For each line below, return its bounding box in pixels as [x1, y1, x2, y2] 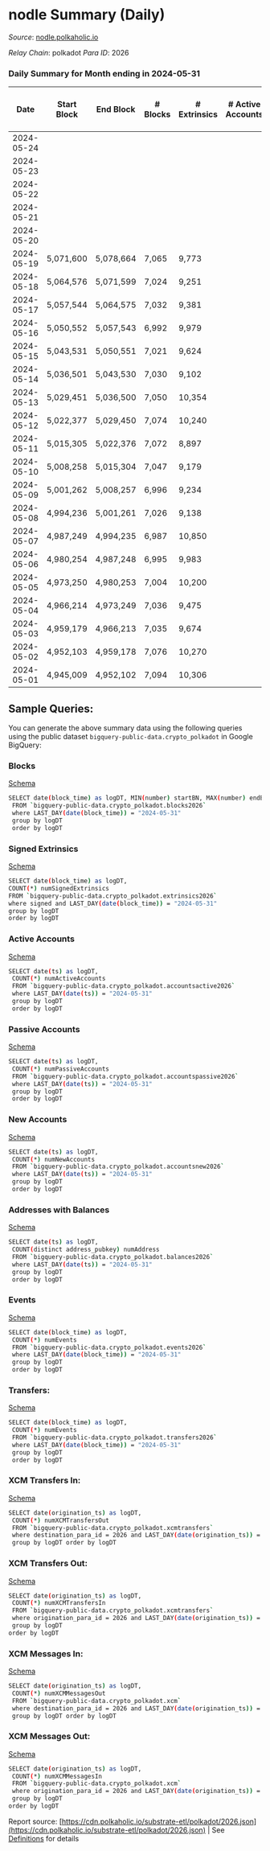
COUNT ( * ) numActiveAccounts [11, 975, 106, 983]
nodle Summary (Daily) [8, 6, 166, 24]
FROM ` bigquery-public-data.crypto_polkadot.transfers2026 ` [11, 1433, 218, 1442]
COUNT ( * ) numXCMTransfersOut [11, 1516, 110, 1524]
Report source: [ [8, 1816, 63, 1826]
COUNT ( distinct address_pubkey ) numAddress [11, 1245, 160, 1254]
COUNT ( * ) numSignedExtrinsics [8, 884, 110, 892]
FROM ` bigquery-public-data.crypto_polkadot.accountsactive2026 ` [11, 982, 235, 990]
